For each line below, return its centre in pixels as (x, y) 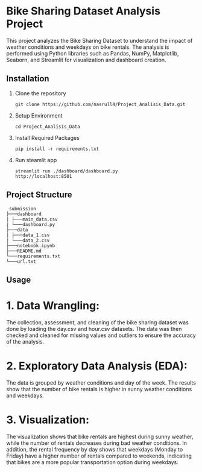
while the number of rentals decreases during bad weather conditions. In (97, 443)
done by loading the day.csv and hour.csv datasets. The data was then (94, 329)
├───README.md (24, 251)
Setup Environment (39, 115)
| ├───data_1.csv (28, 235)
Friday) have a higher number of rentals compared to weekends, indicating (99, 456)
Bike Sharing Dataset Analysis (84, 11)
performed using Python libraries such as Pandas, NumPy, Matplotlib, (93, 53)
